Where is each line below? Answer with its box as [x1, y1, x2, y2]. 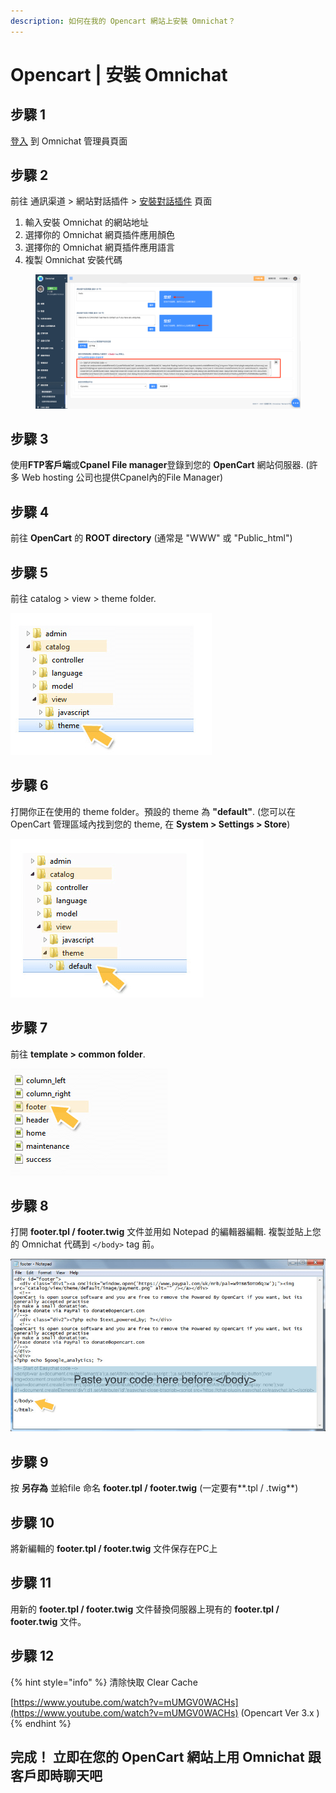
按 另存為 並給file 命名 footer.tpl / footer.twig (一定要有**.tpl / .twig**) [10, 1482, 299, 1494]
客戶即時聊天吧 [10, 1767, 103, 1784]
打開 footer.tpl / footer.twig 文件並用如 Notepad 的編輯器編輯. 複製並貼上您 [10, 1226, 322, 1238]
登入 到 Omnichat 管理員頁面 [10, 135, 128, 147]
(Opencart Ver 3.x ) [240, 1706, 320, 1719]
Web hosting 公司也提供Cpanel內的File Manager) [21, 471, 224, 484]
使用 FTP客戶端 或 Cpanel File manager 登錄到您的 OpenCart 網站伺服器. [10, 459, 304, 471]
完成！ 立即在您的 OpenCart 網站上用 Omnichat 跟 [10, 1748, 322, 1765]
